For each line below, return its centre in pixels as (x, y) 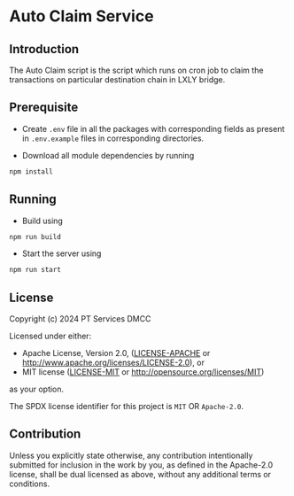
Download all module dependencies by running (108, 155)
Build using (43, 221)
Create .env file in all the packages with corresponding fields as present (153, 128)
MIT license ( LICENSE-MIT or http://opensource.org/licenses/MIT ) (143, 372)
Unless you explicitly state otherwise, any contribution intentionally (131, 455)
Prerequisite (44, 108)
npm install (31, 171)
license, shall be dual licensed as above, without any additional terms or (140, 474)
